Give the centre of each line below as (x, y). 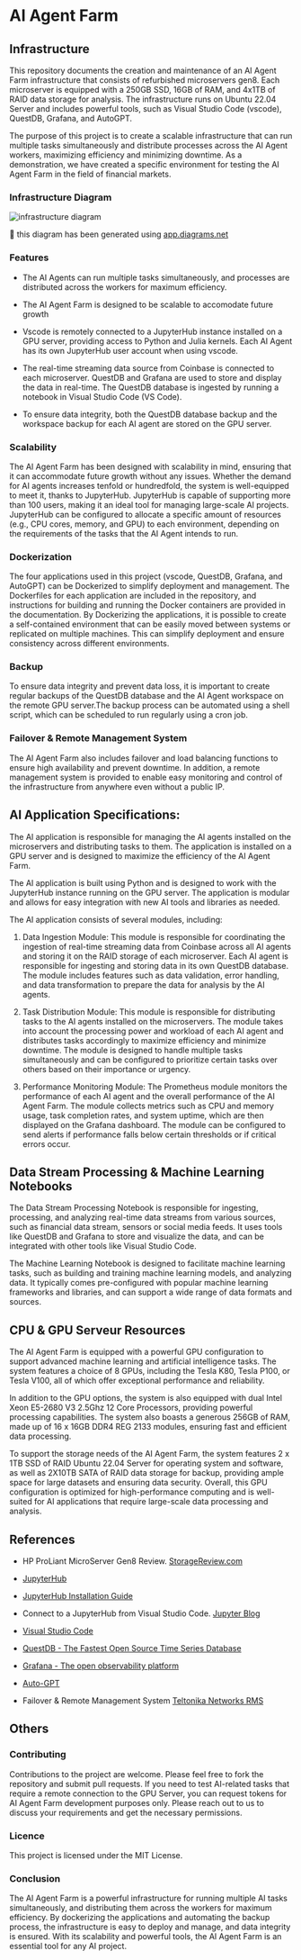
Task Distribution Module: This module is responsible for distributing (149, 1012)
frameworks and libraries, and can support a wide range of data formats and (151, 1292)
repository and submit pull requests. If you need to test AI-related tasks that (150, 1784)
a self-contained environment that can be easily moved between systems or (150, 624)
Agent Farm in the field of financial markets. (90, 174)
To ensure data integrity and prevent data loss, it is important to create (140, 686)
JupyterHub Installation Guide (77, 1596)
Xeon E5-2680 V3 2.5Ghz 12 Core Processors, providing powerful (131, 1408)
